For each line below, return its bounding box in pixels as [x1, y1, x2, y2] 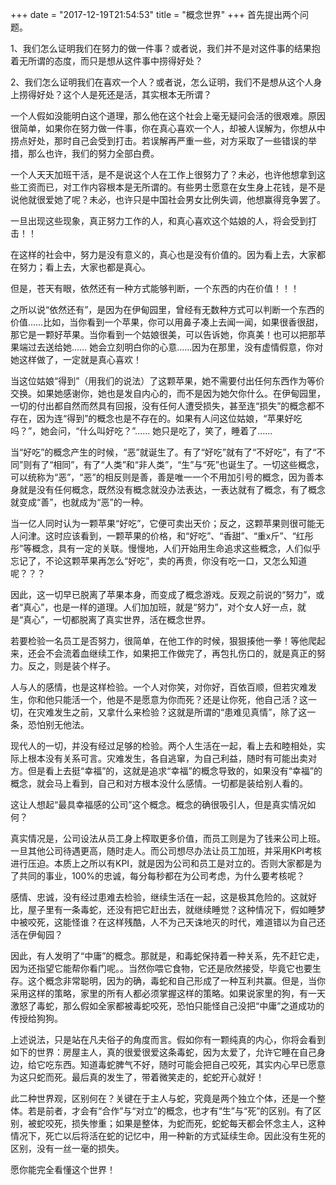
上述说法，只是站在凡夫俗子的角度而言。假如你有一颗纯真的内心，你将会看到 [10, 1034, 326, 1045]
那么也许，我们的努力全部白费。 [27, 148, 160, 159]
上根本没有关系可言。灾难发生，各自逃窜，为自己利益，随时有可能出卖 [18, 753, 308, 764]
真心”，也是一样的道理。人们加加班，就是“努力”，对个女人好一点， [23, 601, 298, 613]
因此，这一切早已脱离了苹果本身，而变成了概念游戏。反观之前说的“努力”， [10, 589, 317, 600]
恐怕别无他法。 [27, 719, 90, 730]
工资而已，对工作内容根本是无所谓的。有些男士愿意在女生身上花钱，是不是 [18, 181, 326, 193]
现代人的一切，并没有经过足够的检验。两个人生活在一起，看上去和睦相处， [10, 740, 317, 752]
